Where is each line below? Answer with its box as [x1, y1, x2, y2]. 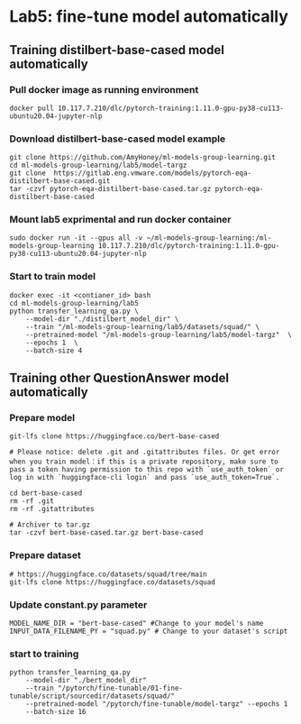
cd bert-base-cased [9, 489, 83, 498]
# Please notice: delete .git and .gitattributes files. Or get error [9, 448, 280, 457]
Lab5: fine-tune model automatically [9, 6, 288, 27]
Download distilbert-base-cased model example [9, 133, 226, 145]
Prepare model [9, 412, 75, 425]
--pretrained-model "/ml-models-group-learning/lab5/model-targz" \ [25, 330, 293, 339]
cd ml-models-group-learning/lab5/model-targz [9, 160, 187, 170]
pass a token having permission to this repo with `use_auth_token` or [9, 465, 284, 474]
